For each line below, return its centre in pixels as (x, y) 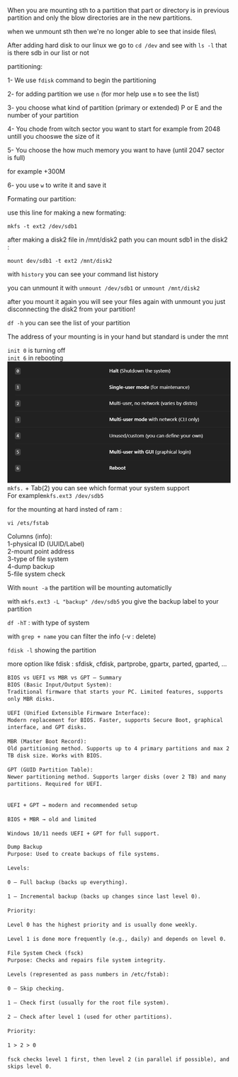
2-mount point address (41, 551)
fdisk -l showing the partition (52, 650)
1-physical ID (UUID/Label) (46, 544)
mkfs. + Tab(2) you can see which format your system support (98, 488)
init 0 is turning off (36, 350)
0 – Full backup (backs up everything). (68, 882)
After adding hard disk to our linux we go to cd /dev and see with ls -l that (117, 45)
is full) (17, 158)
